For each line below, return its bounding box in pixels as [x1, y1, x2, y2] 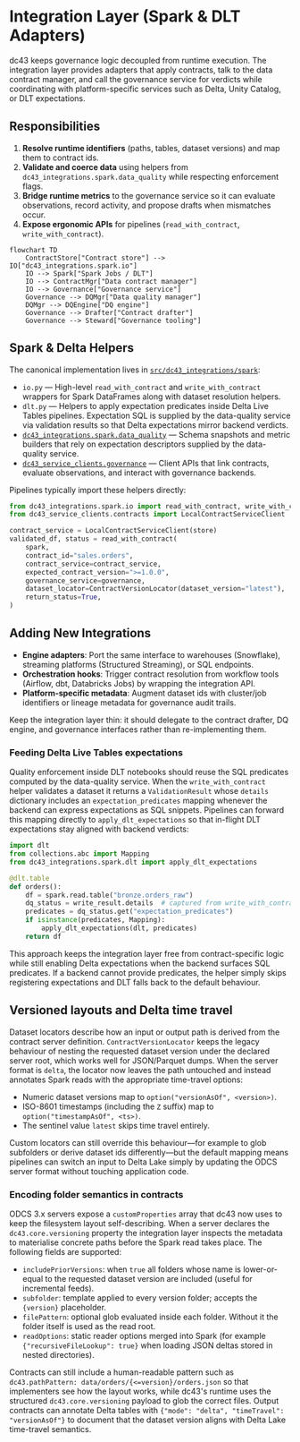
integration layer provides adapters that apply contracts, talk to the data [9, 64, 273, 75]
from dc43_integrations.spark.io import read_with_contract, [9, 501, 242, 511]
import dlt [9, 841, 50, 850]
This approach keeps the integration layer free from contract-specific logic [9, 948, 285, 959]
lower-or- [242, 1264, 279, 1275]
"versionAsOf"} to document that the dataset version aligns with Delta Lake [9, 1414, 287, 1425]
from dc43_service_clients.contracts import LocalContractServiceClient [9, 510, 286, 519]
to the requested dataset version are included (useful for [44, 1273, 253, 1284]
